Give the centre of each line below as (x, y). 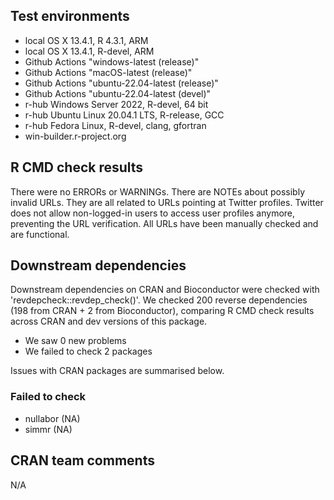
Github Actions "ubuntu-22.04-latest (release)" (121, 83)
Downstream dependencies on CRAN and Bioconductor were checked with (165, 290)
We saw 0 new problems (75, 341)
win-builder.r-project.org (75, 136)
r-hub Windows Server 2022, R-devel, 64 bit (116, 104)
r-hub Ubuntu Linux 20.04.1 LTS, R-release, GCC (124, 115)
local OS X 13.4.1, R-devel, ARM (89, 51)
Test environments (70, 16)
